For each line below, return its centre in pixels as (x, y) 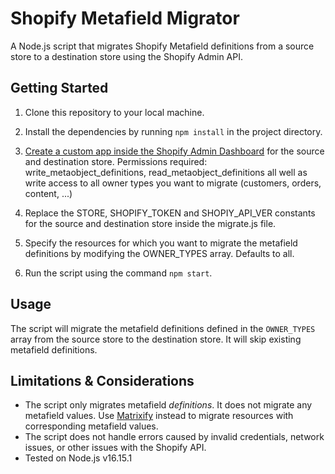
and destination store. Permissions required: (116, 161)
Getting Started (59, 88)
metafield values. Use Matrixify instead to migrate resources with (159, 416)
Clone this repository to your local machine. (114, 112)
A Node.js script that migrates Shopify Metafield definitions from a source (162, 46)
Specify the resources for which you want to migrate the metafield (161, 243)
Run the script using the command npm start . (118, 273)
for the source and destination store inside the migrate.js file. (150, 223)
